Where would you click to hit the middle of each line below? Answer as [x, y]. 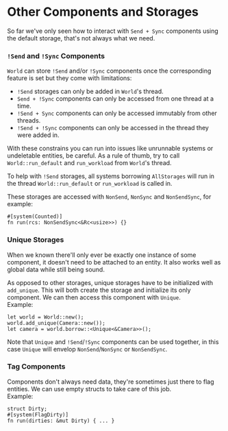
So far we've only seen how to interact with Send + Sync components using [113, 31]
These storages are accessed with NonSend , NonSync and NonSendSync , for [109, 197]
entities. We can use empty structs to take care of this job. [89, 389]
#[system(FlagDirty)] [38, 415]
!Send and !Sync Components [56, 56]
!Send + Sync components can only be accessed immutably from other [117, 113]
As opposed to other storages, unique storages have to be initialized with [110, 282]
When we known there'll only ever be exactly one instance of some [102, 255]
